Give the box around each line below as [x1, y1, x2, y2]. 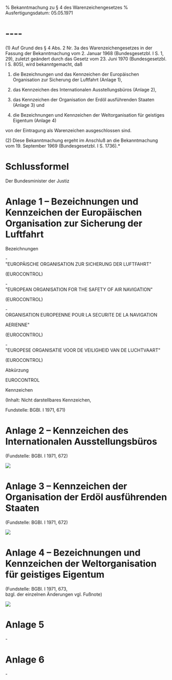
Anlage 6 [5, 654, 45, 665]
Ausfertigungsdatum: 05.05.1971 [5, 10, 73, 16]
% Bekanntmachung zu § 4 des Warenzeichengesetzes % [5, 5, 128, 10]
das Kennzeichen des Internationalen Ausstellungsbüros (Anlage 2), [12, 86, 157, 93]
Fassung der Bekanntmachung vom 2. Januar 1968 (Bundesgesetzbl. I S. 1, [5, 50, 164, 56]
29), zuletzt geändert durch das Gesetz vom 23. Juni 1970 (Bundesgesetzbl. [5, 56, 167, 62]
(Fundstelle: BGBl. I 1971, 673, [5, 585, 68, 592]
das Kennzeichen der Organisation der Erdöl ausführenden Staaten [12, 96, 155, 102]
